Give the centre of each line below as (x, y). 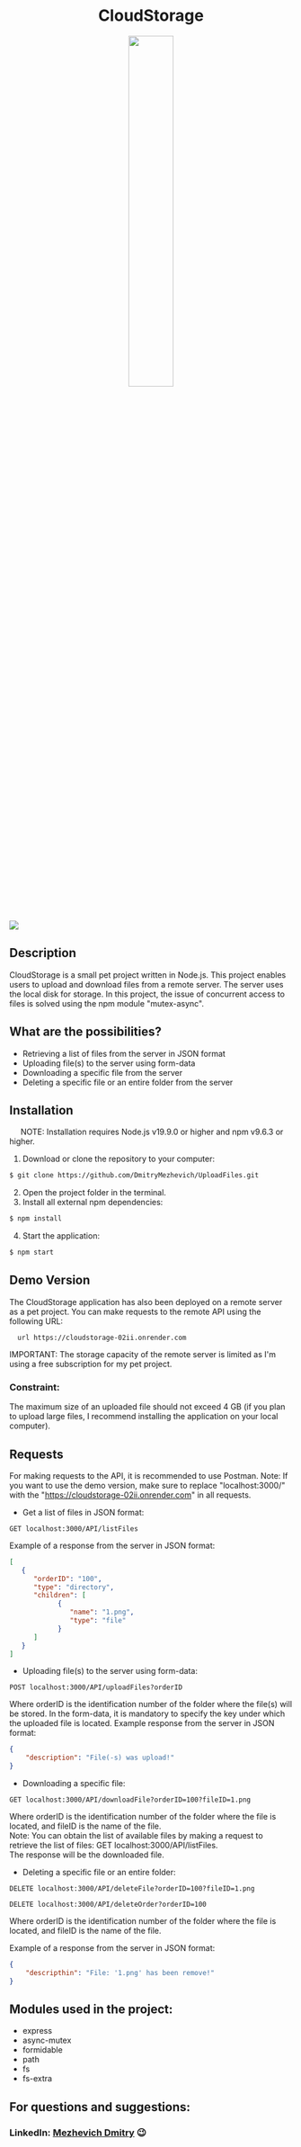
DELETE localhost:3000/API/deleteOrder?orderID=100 (108, 1905)
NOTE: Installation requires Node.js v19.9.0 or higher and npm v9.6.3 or (152, 1132)
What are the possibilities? (85, 1032)
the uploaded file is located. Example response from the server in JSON (142, 1723)
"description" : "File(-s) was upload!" (100, 1758)
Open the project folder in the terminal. (94, 1193)
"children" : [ (60, 1596)
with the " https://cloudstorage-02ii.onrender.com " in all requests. (130, 1495)
